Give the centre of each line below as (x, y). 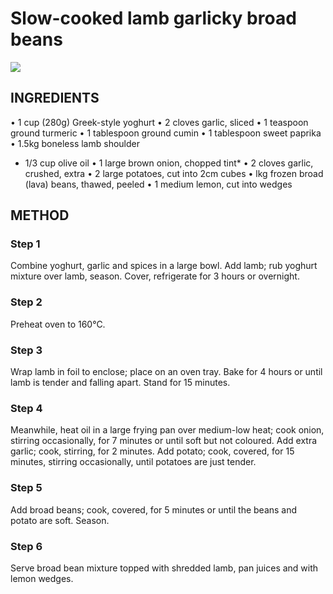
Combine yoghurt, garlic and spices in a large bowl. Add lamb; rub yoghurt (164, 266)
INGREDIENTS (55, 98)
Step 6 (26, 546)
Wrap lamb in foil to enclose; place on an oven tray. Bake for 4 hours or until (166, 372)
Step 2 (26, 302)
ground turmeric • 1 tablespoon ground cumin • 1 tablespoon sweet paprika (166, 133)
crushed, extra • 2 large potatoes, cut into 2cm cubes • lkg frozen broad (174, 173)
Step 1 (25, 244)
